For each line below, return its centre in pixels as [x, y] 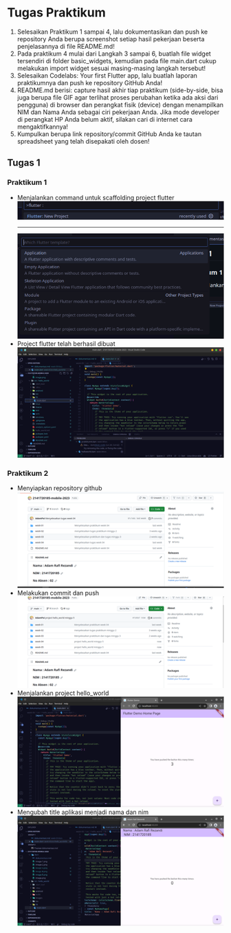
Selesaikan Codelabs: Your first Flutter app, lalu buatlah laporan [107, 75]
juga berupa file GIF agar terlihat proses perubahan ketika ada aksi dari [118, 97]
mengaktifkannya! [43, 127]
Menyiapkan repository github [59, 488]
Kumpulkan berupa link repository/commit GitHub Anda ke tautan [109, 134]
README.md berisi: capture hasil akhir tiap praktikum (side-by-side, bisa [120, 90]
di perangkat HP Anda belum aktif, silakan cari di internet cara [104, 119]
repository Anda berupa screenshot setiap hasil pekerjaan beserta [111, 39]
